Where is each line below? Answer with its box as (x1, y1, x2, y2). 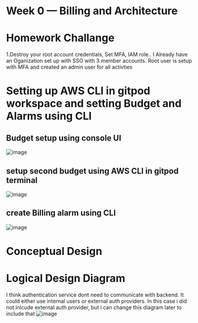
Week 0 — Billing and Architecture (6, 4, 178, 18)
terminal (6, 175, 38, 185)
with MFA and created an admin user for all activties (6, 63, 133, 71)
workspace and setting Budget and (6, 97, 182, 110)
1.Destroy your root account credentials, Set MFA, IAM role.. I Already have (6, 51, 188, 58)
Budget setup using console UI (6, 133, 122, 143)
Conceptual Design (6, 244, 102, 258)
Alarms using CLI (6, 110, 92, 123)
